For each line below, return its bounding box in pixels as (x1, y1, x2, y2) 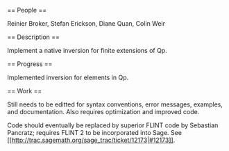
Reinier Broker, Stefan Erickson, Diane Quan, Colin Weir (7, 19, 165, 27)
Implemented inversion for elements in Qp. (7, 73, 129, 81)
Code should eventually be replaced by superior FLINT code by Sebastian (7, 121, 219, 129)
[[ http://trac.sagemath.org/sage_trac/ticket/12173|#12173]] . (7, 136, 176, 144)
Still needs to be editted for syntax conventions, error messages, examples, (7, 100, 223, 109)
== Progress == (7, 60, 53, 68)
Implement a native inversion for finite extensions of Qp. (7, 47, 168, 54)
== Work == (7, 87, 42, 95)
